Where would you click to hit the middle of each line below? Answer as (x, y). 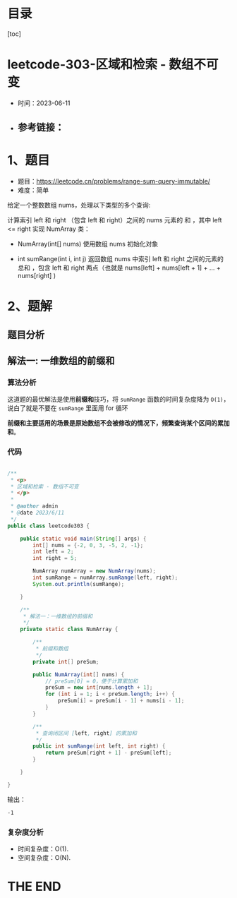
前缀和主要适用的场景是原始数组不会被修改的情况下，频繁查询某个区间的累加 (119, 423)
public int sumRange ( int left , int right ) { (99, 746)
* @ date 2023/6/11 (37, 513)
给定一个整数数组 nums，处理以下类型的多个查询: (79, 205)
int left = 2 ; (53, 552)
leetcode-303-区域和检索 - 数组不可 (113, 65)
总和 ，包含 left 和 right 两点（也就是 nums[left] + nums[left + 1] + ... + (119, 268)
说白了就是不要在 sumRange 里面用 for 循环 (68, 408)
